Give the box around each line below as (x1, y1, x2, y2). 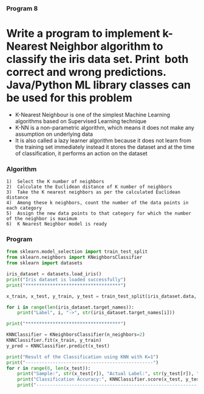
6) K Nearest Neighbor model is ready (6, 221, 107, 227)
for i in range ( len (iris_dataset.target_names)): (6, 304, 135, 310)
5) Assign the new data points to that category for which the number (6, 210, 191, 216)
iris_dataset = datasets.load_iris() (6, 271, 102, 277)
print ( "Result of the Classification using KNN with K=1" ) (6, 353, 159, 360)
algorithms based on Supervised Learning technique (15, 117, 147, 125)
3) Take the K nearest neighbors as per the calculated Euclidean (6, 189, 181, 195)
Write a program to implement (6, 27, 160, 41)
